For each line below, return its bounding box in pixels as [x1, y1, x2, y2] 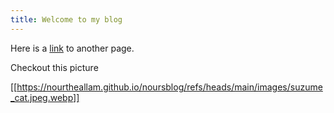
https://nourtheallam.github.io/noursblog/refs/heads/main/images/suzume [16, 81, 323, 93]
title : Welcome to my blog [10, 14, 123, 25]
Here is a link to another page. [10, 42, 135, 54]
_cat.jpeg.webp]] [10, 91, 80, 103]
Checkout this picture [10, 61, 99, 73]
